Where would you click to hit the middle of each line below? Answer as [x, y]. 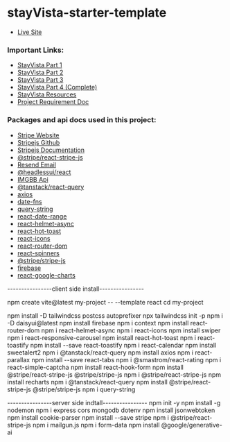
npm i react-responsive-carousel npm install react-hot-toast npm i [101, 337]
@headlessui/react [44, 172]
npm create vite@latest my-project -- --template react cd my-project [105, 302]
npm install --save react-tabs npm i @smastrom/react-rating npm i [126, 359]
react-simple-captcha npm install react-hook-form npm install [95, 367]
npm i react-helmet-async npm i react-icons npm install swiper [131, 330]
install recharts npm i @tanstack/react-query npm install [87, 382]
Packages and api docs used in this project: [82, 120]
